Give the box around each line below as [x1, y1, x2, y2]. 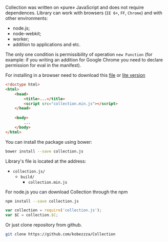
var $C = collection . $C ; [5, 212, 58, 218]
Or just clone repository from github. [5, 222, 82, 228]
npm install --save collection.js [5, 199, 79, 204]
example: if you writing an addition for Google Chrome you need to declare [5, 57, 163, 63]
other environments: [5, 15, 48, 21]
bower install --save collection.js [5, 148, 83, 154]
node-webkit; [12, 31, 41, 36]
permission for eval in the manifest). [5, 62, 81, 68]
